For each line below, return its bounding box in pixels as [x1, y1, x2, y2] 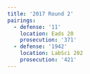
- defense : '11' [13, 23, 61, 30]
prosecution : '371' [20, 37, 77, 44]
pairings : [7, 17, 37, 24]
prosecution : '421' [20, 56, 77, 63]
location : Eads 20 [20, 30, 74, 37]
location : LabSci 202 [20, 50, 83, 57]
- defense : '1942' [13, 43, 68, 50]
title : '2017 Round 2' [7, 10, 74, 18]
